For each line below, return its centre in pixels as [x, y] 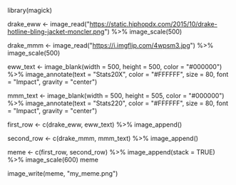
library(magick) [30, 10]
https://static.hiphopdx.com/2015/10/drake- [153, 24]
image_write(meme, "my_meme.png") [63, 173]
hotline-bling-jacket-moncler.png [56, 32]
